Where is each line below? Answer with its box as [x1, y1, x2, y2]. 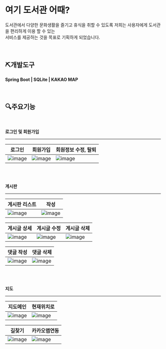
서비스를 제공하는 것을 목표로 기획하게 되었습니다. [5, 34, 100, 40]
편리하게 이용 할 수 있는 [10, 28, 55, 34]
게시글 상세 [7, 224, 32, 231]
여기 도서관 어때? [5, 4, 70, 16]
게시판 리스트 [7, 201, 37, 208]
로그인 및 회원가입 [5, 129, 40, 135]
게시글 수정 [36, 224, 61, 231]
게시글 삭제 [65, 224, 90, 231]
